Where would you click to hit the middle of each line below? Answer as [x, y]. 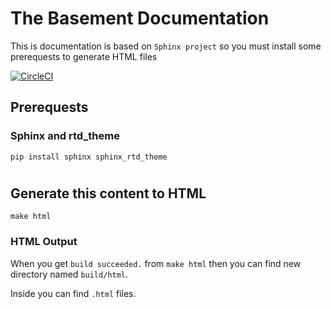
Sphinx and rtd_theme [65, 136]
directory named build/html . [69, 274]
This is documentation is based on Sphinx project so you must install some [166, 46]
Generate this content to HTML [108, 193]
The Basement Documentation [140, 18]
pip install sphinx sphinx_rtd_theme [89, 157]
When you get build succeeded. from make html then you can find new [156, 263]
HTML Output [44, 242]
